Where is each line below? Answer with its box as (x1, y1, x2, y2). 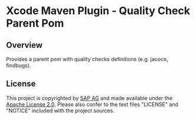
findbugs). (6, 62, 31, 69)
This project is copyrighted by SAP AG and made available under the (6, 94, 173, 101)
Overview (6, 40, 43, 50)
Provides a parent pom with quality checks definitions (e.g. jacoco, (6, 56, 168, 62)
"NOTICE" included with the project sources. (6, 107, 115, 114)
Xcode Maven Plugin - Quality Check (6, 4, 191, 18)
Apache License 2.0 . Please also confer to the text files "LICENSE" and (6, 101, 179, 108)
